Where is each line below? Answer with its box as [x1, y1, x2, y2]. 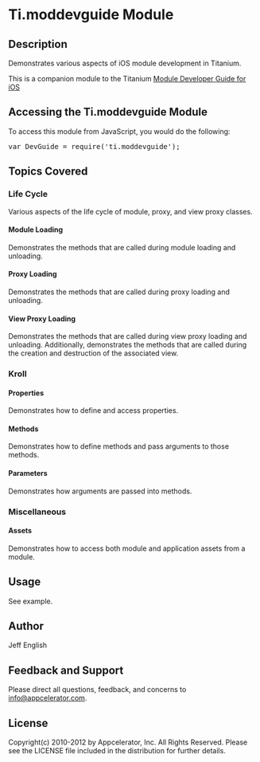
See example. [8, 596, 53, 606]
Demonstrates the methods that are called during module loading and [8, 242, 236, 252]
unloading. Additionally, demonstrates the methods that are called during [8, 340, 247, 350]
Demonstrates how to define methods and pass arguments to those [8, 442, 229, 451]
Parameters [8, 469, 48, 478]
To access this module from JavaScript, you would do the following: [8, 126, 231, 136]
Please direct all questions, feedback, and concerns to [8, 685, 187, 694]
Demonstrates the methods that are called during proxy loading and [8, 287, 231, 297]
